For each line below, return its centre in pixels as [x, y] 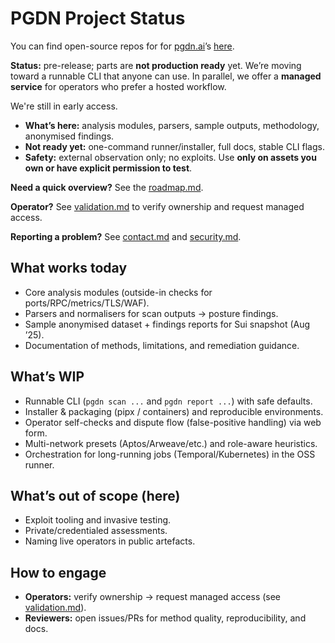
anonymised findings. [69, 136]
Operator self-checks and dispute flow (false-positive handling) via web [173, 422]
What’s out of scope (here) [95, 495]
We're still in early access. [64, 106]
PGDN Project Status [98, 18]
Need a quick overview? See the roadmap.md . [107, 187]
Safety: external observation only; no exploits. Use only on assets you [170, 157]
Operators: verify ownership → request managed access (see [153, 597]
